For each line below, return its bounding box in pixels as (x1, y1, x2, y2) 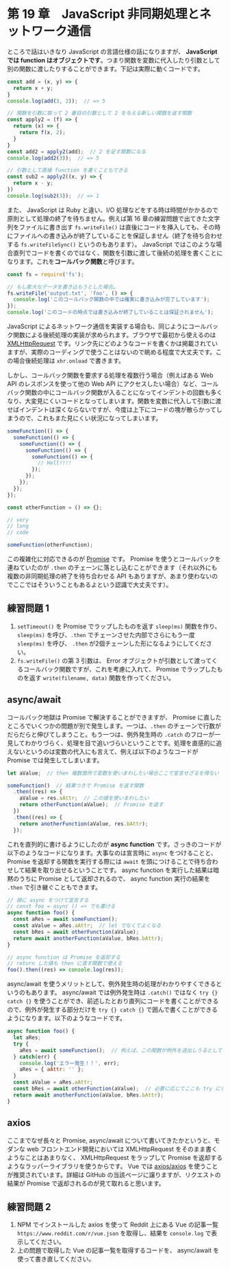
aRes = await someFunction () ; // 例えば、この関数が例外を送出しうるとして (19, 1047, 222, 1054)
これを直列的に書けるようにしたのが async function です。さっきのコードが (7, 840, 222, 848)
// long (7, 523, 29, 529)
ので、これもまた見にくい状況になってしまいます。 (18, 414, 162, 422)
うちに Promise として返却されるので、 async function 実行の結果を (18, 874, 211, 882)
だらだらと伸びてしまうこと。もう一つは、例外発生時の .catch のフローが (7, 730, 215, 738)
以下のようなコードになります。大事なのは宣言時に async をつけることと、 (7, 849, 217, 857)
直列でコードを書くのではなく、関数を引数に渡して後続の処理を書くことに (12, 249, 223, 257)
